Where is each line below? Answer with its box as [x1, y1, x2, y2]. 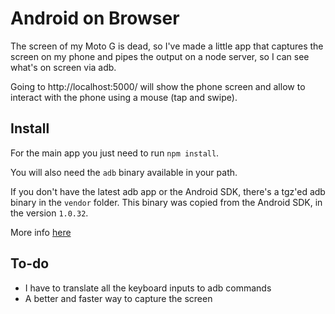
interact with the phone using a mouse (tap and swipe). [10, 91, 238, 103]
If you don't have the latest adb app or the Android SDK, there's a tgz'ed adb [10, 185, 326, 197]
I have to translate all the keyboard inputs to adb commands [24, 282, 272, 294]
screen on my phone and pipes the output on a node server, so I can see [10, 50, 310, 62]
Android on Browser [10, 7, 180, 30]
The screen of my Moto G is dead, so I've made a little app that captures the [10, 40, 324, 52]
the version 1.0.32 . [10, 207, 89, 219]
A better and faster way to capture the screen [24, 292, 213, 304]
